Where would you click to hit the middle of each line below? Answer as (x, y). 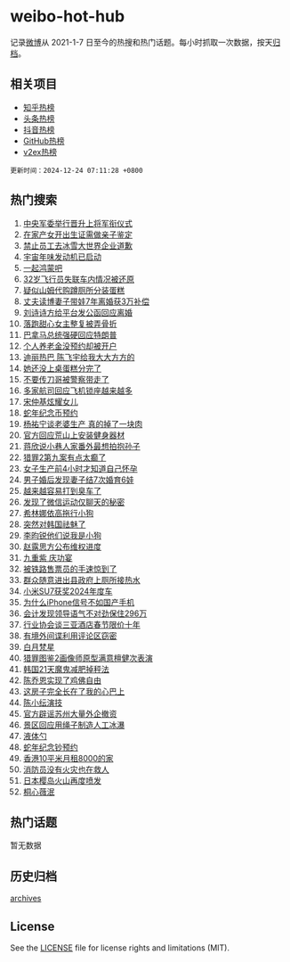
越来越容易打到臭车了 (62, 490)
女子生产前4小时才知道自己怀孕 (80, 468)
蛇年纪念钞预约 (50, 747)
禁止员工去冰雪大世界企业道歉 (77, 245)
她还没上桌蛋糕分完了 (62, 368)
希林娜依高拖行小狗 (58, 513)
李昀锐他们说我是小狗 (62, 535)
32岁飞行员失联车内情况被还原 (78, 279)
